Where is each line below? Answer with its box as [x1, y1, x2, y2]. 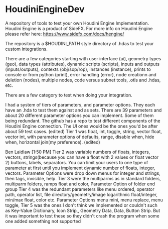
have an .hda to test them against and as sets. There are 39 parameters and [5, 107, 162, 113]
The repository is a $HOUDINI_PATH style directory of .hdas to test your [5, 40, 154, 46]
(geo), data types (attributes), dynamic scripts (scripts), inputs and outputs [5, 61, 159, 67]
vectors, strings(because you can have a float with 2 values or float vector [5, 154, 159, 160]
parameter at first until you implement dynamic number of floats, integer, [5, 165, 155, 171]
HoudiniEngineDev [5, 4, 85, 15]
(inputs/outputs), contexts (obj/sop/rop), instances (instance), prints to [5, 66, 151, 72]
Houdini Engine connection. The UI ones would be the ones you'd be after [5, 123, 158, 129]
